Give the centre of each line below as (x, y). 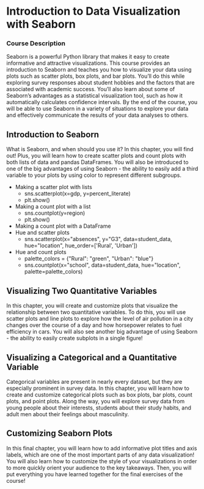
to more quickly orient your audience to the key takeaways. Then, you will (99, 468)
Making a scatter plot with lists (54, 187)
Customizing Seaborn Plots (60, 434)
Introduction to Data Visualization (93, 11)
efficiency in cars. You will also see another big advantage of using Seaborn (102, 332)
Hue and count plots (41, 252)
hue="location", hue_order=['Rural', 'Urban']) (81, 245)
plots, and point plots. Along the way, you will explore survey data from (96, 401)
